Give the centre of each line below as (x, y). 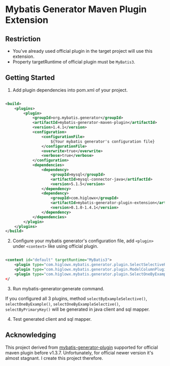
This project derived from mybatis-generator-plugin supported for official (82, 347)
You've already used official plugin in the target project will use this (82, 51)
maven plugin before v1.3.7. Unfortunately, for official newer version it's (79, 353)
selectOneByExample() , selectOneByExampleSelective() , (63, 304)
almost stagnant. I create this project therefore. (54, 358)
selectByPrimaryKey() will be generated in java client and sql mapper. (78, 309)
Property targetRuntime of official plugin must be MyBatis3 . (74, 62)
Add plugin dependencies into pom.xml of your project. (70, 90)
